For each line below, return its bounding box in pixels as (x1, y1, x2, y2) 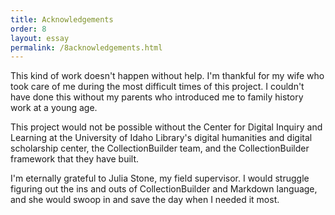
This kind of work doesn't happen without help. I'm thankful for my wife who (10, 70, 325, 82)
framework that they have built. (10, 153, 140, 165)
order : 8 (10, 24, 47, 34)
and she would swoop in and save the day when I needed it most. (10, 194, 280, 206)
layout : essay (10, 33, 70, 43)
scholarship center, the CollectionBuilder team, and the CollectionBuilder (10, 142, 310, 155)
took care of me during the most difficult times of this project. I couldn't (10, 81, 305, 93)
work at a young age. (10, 102, 98, 114)
